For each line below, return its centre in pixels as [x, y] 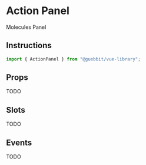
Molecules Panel [26, 27]
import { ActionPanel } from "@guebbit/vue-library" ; [74, 59]
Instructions [29, 46]
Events [19, 142]
